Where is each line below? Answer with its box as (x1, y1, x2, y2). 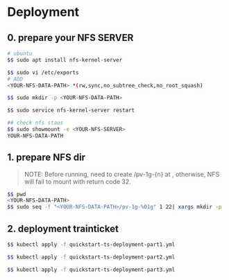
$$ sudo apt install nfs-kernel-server (7, 56, 123, 63)
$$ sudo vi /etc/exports (7, 69, 79, 76)
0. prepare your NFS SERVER (7, 32, 134, 44)
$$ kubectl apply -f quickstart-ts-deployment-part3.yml (7, 266, 176, 273)
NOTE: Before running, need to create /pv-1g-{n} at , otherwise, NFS (24, 170, 220, 178)
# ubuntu (7, 50, 33, 57)
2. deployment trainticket (7, 222, 119, 234)
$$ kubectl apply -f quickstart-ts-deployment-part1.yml (7, 241, 176, 248)
